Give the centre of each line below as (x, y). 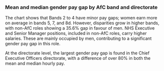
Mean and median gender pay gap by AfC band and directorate (82, 7)
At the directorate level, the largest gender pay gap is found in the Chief (77, 53)
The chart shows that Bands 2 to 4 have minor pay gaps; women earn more (81, 18)
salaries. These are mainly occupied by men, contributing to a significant (78, 38)
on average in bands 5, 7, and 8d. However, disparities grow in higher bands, (82, 23)
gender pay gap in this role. (33, 44)
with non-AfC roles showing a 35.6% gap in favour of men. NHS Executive (80, 28)
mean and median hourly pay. (35, 63)
